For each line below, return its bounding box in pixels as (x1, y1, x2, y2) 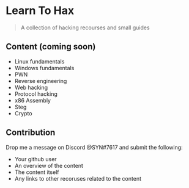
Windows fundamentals (14, 64, 75, 71)
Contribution (6, 128, 56, 138)
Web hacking (14, 84, 48, 91)
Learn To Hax (6, 4, 75, 18)
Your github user (14, 155, 57, 162)
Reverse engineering (14, 77, 67, 84)
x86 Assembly (14, 96, 51, 104)
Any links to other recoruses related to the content (14, 175, 142, 182)
